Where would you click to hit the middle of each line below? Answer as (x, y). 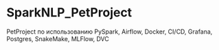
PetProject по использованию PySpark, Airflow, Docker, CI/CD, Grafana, (109, 32)
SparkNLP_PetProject (69, 13)
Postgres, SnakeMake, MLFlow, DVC (58, 38)
